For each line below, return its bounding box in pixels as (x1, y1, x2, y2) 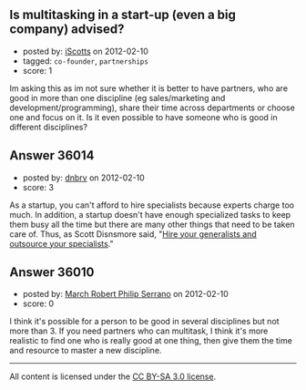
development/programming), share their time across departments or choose (9, 102, 296, 113)
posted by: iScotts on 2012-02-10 (22, 46, 148, 56)
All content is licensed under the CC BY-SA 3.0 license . (9, 371, 217, 382)
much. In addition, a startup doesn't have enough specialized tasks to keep (9, 209, 291, 220)
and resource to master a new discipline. (9, 345, 162, 356)
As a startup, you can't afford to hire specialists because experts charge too (9, 200, 294, 210)
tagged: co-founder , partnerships (22, 55, 148, 67)
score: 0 (22, 298, 55, 309)
